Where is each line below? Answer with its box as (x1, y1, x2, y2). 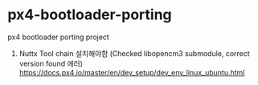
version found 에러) (18, 59, 84, 68)
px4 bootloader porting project (7, 32, 109, 42)
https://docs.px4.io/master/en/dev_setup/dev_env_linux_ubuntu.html (18, 67, 245, 77)
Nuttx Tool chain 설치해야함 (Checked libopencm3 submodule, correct (18, 48, 250, 58)
